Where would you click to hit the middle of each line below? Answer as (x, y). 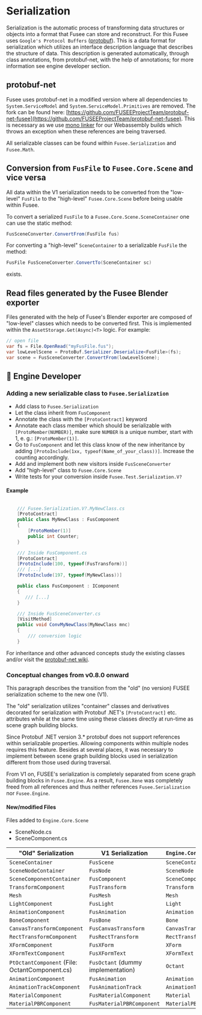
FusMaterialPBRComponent (125, 1004)
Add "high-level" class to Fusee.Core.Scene (68, 471)
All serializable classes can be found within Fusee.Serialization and (91, 143)
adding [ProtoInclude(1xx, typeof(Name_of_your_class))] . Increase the (104, 451)
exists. (14, 274)
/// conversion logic (55, 636)
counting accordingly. (42, 457)
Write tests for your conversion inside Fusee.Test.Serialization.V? (98, 477)
